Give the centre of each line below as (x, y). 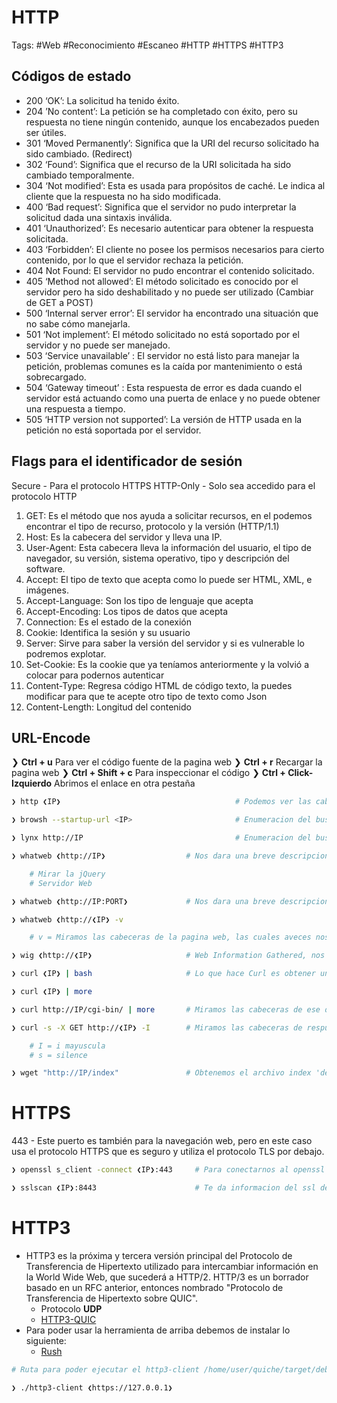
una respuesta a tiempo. (75, 408)
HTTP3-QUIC (68, 1319)
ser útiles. (46, 132)
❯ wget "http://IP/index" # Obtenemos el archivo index (161, 1073)
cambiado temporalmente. (80, 175)
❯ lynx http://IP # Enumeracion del (161, 838)
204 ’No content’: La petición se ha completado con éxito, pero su (161, 111)
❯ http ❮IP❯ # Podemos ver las (161, 802)
